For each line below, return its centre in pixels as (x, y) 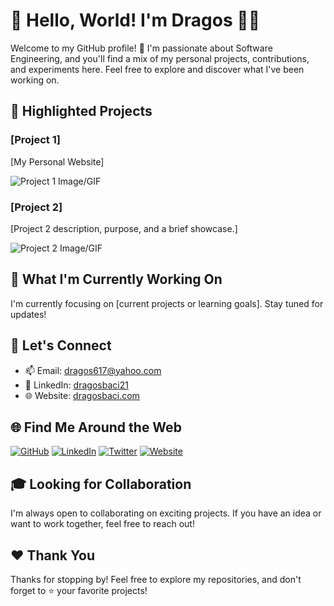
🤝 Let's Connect (61, 345)
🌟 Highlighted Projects (81, 111)
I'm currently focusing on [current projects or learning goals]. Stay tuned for (167, 303)
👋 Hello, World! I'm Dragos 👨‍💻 (135, 20)
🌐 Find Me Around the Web (96, 427)
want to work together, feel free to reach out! (102, 524)
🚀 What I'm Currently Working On (116, 279)
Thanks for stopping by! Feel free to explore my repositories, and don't (156, 579)
